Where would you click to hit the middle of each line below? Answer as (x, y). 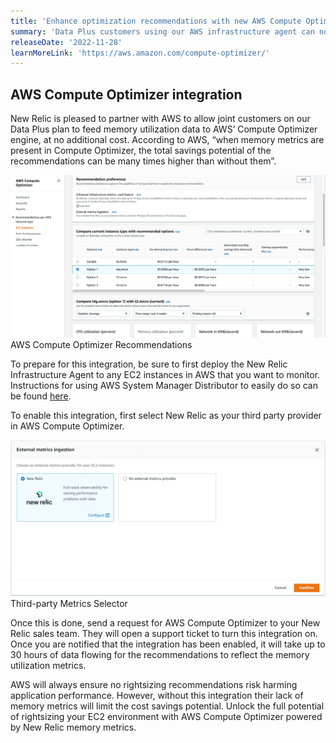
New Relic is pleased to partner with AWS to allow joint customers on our (160, 119)
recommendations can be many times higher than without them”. (143, 161)
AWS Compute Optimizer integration (126, 94)
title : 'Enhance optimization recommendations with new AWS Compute (156, 21)
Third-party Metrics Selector (69, 604)
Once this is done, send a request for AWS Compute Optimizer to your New (165, 623)
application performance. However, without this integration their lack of (157, 696)
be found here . (41, 396)
